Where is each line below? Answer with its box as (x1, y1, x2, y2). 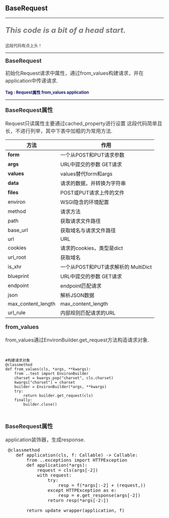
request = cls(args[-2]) (37, 467, 99, 473)
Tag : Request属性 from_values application (5, 89, 89, 95)
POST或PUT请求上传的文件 (60, 189, 125, 196)
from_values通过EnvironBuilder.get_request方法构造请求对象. (5, 336, 149, 343)
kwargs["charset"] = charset (14, 380, 75, 385)
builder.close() (23, 402, 57, 407)
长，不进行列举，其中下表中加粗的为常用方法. (5, 127, 113, 134)
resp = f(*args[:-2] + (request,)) (58, 482, 146, 488)
